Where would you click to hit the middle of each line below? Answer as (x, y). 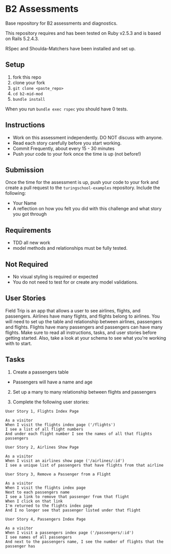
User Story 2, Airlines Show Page (42, 447)
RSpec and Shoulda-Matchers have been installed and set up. (70, 48)
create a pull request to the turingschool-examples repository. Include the (83, 188)
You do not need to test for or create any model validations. (75, 282)
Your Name (25, 203)
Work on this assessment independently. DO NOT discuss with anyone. (88, 137)
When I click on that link (34, 501)
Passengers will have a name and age (52, 382)
